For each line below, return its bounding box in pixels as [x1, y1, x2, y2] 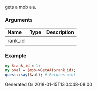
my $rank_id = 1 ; [5, 63, 41, 68]
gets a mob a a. [5, 4, 37, 10]
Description [46, 29, 75, 36]
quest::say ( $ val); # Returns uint [5, 72, 76, 78]
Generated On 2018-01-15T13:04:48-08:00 [5, 81, 92, 88]
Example [5, 52, 27, 59]
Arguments [5, 16, 33, 23]
